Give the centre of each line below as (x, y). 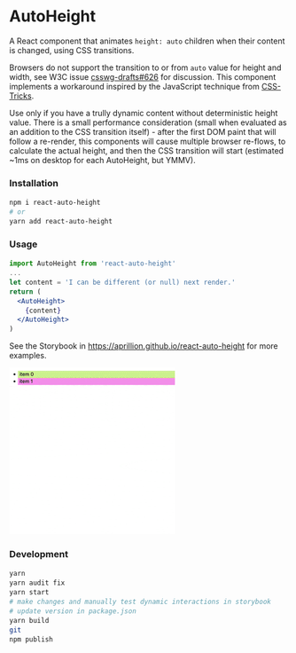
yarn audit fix (37, 583)
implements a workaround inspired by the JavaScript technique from (134, 86)
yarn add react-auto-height (61, 221)
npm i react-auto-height (55, 203)
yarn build (29, 620)
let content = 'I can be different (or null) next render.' (123, 282)
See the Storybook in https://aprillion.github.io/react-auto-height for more (144, 346)
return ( (25, 291)
